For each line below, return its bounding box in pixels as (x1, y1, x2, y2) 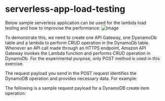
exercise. (5, 61, 24, 67)
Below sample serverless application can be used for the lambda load (5, 20, 147, 26)
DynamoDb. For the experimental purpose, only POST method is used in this (5, 55, 160, 61)
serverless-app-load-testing (5, 3, 126, 15)
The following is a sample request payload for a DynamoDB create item (5, 85, 150, 91)
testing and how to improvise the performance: (5, 25, 100, 31)
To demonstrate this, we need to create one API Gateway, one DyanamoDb (5, 34, 157, 40)
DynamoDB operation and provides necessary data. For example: (5, 75, 138, 81)
